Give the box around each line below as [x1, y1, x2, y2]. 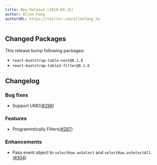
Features [5, 115, 27, 122]
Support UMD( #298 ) [12, 102, 54, 108]
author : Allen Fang [5, 12, 45, 17]
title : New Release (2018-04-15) [5, 7, 74, 12]
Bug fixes [5, 92, 29, 99]
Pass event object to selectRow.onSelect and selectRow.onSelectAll [12, 150, 151, 156]
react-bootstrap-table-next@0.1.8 [12, 58, 83, 63]
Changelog [5, 77, 40, 85]
